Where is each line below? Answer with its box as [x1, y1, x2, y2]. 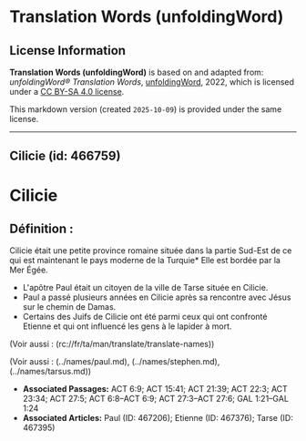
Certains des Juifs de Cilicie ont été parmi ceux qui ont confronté [22, 312, 268, 323]
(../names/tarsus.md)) [9, 366, 92, 377]
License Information [9, 43, 126, 58]
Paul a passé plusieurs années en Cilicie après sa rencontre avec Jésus [22, 292, 291, 303]
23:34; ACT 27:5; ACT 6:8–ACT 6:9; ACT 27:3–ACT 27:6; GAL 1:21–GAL [22, 394, 290, 405]
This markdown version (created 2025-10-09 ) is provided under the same [9, 104, 282, 115]
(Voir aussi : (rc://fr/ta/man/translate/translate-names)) [9, 339, 215, 350]
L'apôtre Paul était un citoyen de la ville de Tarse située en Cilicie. [22, 282, 269, 293]
